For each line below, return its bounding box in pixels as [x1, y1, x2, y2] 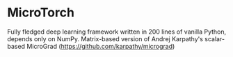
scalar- [204, 34, 225, 43]
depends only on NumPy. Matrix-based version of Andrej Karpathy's [7, 34, 204, 43]
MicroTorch [7, 5, 75, 21]
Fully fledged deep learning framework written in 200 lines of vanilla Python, [7, 27, 227, 36]
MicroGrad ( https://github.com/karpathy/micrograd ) [26, 42, 175, 50]
